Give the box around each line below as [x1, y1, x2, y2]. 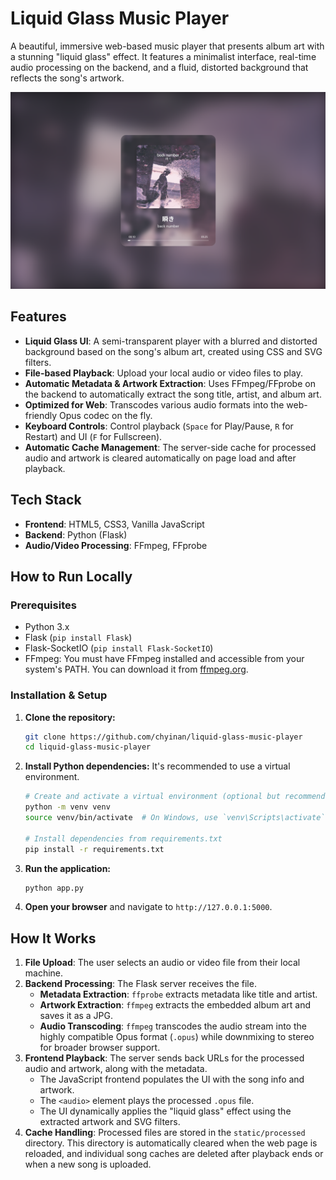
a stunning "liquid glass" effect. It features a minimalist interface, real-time [10, 50, 317, 62]
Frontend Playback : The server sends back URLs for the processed [24, 1052, 305, 1064]
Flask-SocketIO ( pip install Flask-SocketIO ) [24, 642, 214, 654]
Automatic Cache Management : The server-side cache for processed [24, 441, 317, 453]
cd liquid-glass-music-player [24, 742, 152, 752]
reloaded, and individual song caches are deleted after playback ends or [24, 1148, 324, 1160]
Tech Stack [10, 492, 82, 509]
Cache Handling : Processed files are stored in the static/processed [24, 1127, 306, 1139]
